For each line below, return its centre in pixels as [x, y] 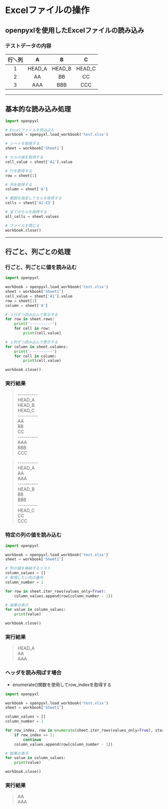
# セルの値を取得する [24, 157]
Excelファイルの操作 [47, 10]
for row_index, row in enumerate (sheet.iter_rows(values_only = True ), [79, 731]
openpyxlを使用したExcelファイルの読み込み [75, 30]
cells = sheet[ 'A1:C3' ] [30, 203]
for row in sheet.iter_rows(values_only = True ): [56, 591]
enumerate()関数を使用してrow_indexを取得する [62, 685]
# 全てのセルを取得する [26, 212]
